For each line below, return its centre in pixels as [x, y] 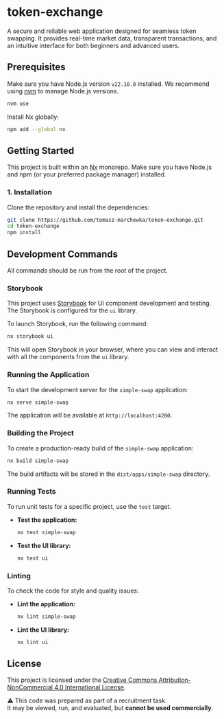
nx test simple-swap [46, 532]
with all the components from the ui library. [68, 357]
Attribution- [175, 680]
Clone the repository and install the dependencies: [78, 207]
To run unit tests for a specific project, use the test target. [89, 506]
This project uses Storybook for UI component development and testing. [109, 304]
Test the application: [47, 520]
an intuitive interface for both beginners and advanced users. [94, 45]
